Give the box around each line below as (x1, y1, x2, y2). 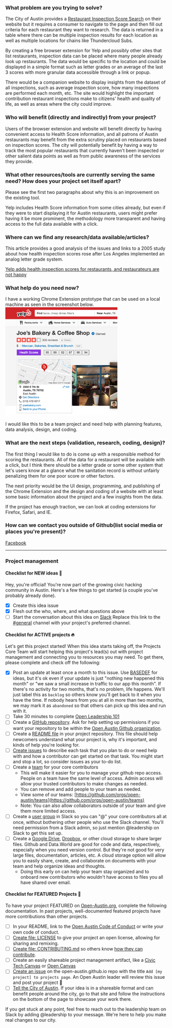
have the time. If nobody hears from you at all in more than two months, (12, 697, 164, 703)
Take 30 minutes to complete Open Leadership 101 (12, 714, 120, 720)
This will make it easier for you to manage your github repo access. (20, 769, 162, 776)
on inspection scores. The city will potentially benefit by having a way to (5, 142, 158, 148)
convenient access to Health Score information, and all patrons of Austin (5, 131, 159, 137)
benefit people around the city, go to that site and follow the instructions (12, 991, 165, 997)
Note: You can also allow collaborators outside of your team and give (20, 802, 166, 808)
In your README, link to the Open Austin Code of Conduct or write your (12, 923, 164, 930)
